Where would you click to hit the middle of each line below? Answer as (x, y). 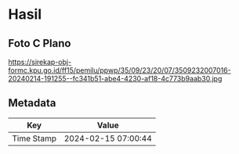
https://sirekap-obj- (40, 62)
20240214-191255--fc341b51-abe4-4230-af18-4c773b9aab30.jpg (115, 79)
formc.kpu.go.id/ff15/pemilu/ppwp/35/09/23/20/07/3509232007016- (119, 70)
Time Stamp (34, 138)
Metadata (32, 103)
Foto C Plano (40, 43)
